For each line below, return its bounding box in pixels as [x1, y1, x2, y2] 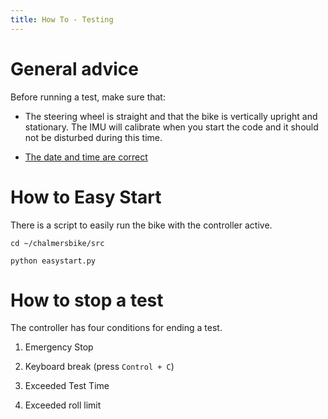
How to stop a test [10, 289, 164, 311]
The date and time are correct [24, 151, 148, 163]
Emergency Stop [24, 341, 94, 353]
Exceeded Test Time [24, 380, 110, 392]
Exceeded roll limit [24, 399, 102, 411]
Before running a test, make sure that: [10, 91, 166, 103]
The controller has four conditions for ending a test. [10, 322, 223, 334]
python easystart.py [10, 256, 97, 266]
